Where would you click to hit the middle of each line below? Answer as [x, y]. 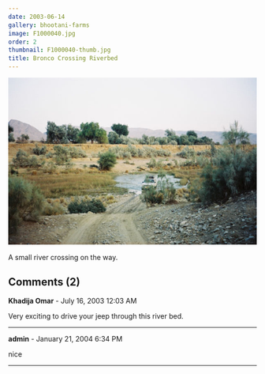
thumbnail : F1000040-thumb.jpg [60, 50]
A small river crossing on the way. [63, 257]
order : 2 [22, 42]
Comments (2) [44, 282]
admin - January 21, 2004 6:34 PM [65, 339]
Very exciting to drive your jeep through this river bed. [96, 316]
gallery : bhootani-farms [49, 25]
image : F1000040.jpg [42, 33]
